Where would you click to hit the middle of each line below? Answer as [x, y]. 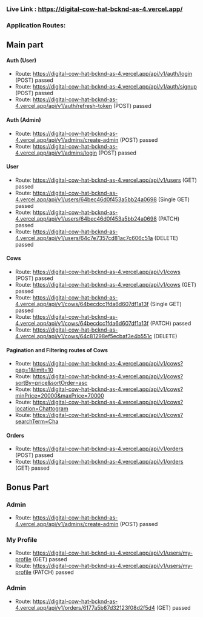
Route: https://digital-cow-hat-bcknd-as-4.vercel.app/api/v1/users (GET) [106, 180]
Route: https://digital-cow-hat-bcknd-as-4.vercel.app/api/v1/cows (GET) [106, 285]
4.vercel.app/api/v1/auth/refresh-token [63, 106]
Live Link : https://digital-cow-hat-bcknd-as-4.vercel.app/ [95, 9]
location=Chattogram [42, 409]
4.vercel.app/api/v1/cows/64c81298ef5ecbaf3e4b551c [84, 336]
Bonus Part [28, 487]
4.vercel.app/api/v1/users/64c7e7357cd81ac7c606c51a [84, 238]
